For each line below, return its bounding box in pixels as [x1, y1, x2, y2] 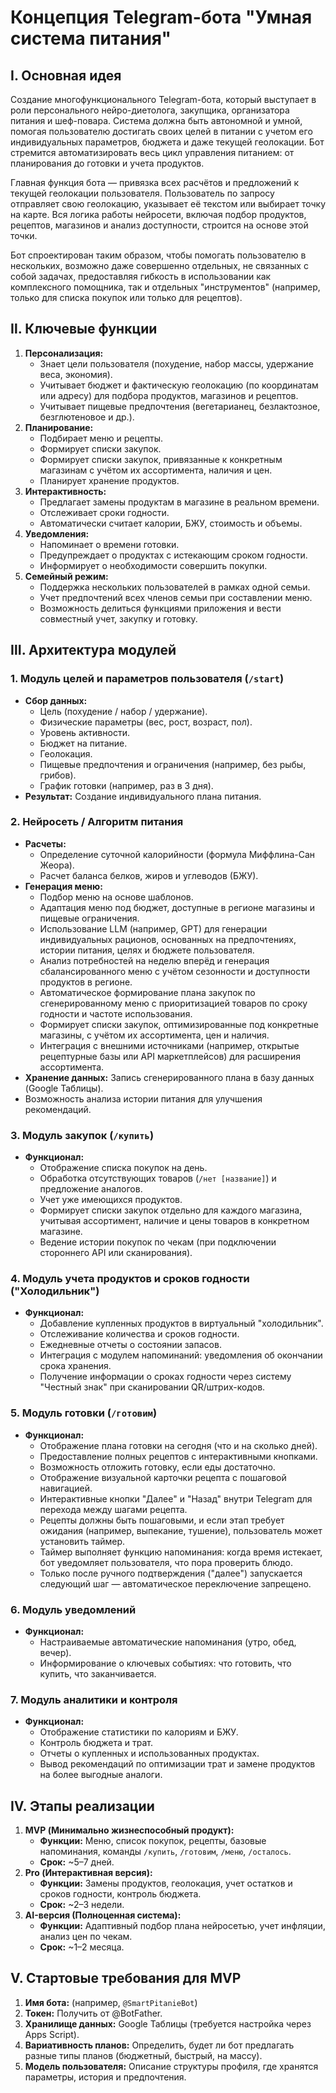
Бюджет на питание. [39, 737, 128, 749]
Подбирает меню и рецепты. [39, 432, 164, 444]
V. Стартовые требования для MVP [10, 1970, 242, 1987]
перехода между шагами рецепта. [39, 1503, 188, 1515]
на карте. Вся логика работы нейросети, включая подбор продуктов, [10, 209, 307, 220]
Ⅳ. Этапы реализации [10, 1797, 155, 1815]
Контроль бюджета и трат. [39, 1737, 154, 1749]
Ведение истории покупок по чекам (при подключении [39, 1236, 277, 1248]
